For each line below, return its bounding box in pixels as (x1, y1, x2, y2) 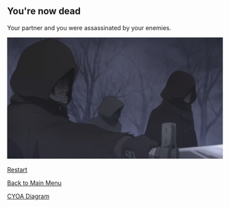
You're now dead (7, 5, 81, 17)
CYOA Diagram (7, 192, 50, 201)
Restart (7, 166, 27, 174)
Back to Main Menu (7, 179, 62, 187)
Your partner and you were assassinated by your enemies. (7, 23, 172, 32)
